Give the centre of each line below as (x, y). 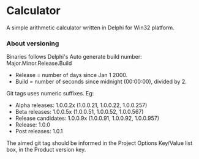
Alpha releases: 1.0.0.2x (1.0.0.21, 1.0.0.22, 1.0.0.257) (81, 105)
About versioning (33, 43)
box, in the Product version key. (46, 150)
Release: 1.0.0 (33, 125)
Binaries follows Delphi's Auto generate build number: (74, 57)
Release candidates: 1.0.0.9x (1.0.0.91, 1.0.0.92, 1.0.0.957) (87, 118)
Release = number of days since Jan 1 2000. (71, 75)
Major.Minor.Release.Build (39, 63)
